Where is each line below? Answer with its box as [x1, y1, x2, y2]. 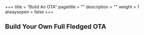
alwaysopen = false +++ [5, 9, 54, 15]
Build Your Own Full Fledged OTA [5, 23, 107, 31]
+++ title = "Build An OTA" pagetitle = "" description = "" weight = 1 [5, 4, 140, 9]
